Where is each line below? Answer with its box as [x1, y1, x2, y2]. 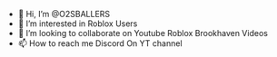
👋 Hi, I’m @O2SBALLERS [17, 9, 111, 19]
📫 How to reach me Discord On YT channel [17, 38, 183, 49]
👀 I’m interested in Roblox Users [17, 18, 138, 29]
